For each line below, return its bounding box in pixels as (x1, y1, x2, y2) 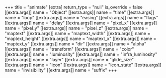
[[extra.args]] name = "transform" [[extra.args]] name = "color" (4, 46, 135, 52)
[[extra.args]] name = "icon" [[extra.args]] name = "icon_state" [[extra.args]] (4, 62, 162, 68)
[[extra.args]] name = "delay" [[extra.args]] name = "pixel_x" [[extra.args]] (4, 20, 157, 26)
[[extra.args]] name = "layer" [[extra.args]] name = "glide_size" (4, 57, 134, 62)
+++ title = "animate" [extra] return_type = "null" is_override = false (4, 4, 143, 10)
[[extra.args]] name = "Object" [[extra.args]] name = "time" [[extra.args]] (4, 9, 155, 15)
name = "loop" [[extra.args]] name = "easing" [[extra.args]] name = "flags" (4, 15, 159, 20)
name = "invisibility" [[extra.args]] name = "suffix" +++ (4, 67, 117, 73)
